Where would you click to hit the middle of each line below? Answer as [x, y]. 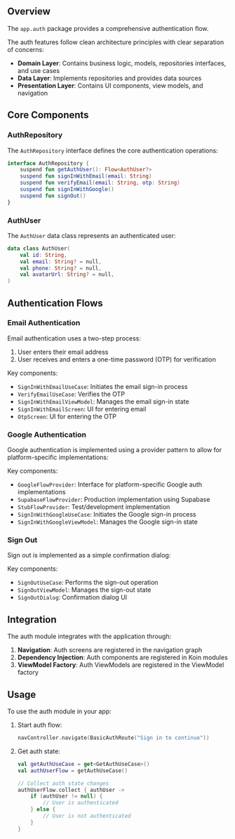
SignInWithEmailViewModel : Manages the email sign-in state [103, 401]
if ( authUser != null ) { [67, 796]
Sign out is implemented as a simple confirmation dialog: [89, 555]
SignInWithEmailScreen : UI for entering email [82, 409]
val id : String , [44, 255]
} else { [43, 810]
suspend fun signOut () [53, 196]
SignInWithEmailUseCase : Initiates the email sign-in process [102, 386]
